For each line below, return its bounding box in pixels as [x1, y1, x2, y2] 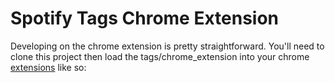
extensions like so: [10, 61, 87, 73]
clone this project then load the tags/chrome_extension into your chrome [10, 50, 310, 62]
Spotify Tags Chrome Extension [10, 7, 280, 30]
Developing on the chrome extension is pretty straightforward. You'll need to [10, 40, 325, 52]
